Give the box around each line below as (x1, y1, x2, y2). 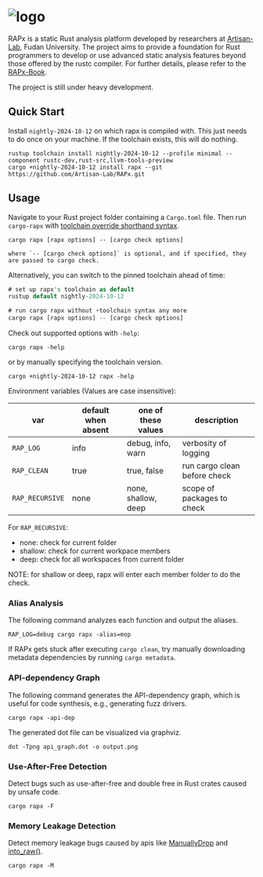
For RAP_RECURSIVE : (8, 523, 69, 532)
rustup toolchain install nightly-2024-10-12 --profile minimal (8, 149, 222, 157)
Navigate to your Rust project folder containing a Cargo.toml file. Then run (8, 212, 247, 221)
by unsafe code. (8, 787, 60, 796)
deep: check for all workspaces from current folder (19, 554, 185, 565)
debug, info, (126, 438, 171, 449)
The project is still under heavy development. (8, 82, 154, 92)
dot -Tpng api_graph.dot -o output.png (8, 743, 139, 751)
